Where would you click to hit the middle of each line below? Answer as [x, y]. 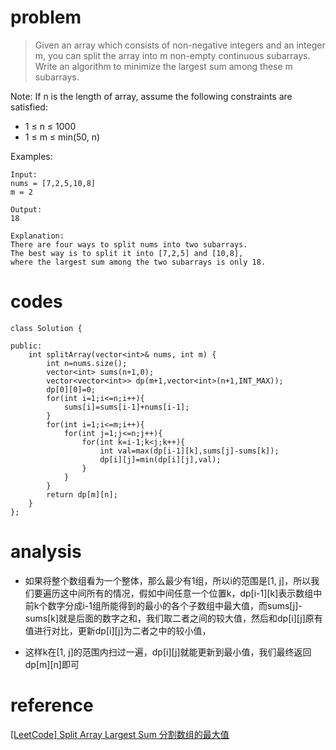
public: [26, 346]
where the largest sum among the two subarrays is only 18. [138, 262]
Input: [24, 174]
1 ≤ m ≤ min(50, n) [62, 137]
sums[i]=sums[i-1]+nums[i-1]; [126, 407]
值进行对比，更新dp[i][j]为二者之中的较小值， [118, 630]
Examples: [31, 156]
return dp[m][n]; [82, 494]
